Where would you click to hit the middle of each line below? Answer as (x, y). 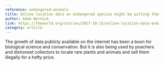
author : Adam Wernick (27, 19)
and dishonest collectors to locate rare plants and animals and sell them (77, 52)
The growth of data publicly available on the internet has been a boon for (78, 42)
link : (10, 23)
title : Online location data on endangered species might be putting (77, 14)
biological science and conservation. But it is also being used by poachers (80, 47)
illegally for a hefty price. (30, 57)
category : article (24, 28)
